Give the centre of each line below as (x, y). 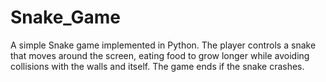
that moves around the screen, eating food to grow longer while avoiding (160, 55)
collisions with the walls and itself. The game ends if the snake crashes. (157, 66)
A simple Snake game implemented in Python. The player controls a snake (163, 45)
